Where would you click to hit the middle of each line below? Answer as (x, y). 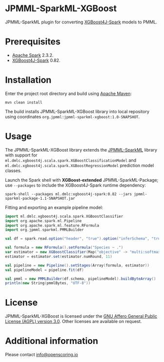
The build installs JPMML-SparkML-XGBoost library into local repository (77, 111)
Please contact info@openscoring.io (41, 355)
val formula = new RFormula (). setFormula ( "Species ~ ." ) (64, 248)
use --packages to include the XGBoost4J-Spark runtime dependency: (75, 185)
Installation (28, 80)
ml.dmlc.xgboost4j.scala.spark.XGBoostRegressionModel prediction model (80, 165)
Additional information (52, 341)
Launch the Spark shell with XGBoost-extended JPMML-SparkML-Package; (82, 180)
